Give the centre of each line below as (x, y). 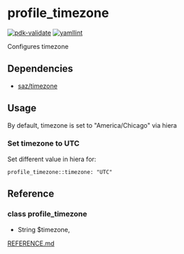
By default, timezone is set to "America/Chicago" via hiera (92, 125)
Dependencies (40, 69)
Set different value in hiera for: (52, 159)
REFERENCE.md (31, 243)
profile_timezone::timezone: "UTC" (60, 172)
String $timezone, (44, 229)
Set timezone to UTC (44, 143)
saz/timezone (38, 86)
